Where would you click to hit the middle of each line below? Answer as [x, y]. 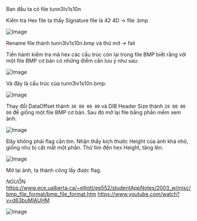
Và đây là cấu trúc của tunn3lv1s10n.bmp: [56, 83]
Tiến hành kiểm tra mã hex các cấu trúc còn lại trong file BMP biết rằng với [96, 55]
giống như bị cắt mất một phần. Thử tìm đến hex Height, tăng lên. [85, 147]
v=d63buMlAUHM [28, 200]
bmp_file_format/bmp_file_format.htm [51, 194]
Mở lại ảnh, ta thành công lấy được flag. [54, 170]
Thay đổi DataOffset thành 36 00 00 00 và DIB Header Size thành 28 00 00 [96, 106]
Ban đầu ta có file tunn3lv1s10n [43, 9]
